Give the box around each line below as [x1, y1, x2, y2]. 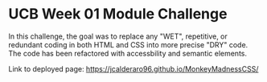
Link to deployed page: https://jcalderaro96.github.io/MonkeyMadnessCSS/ [8, 64, 259, 73]
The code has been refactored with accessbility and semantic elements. [8, 48, 248, 58]
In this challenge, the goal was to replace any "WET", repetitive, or [8, 31, 228, 41]
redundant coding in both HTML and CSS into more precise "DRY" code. [8, 39, 249, 49]
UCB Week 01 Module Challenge [8, 5, 228, 23]
